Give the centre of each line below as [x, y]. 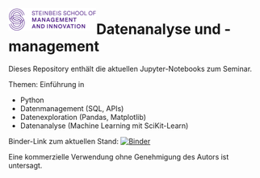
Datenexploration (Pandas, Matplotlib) [83, 117]
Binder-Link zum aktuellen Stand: [64, 141]
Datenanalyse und [159, 29]
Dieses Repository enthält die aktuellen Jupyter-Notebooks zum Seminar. [130, 68]
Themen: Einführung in [46, 84]
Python [32, 100]
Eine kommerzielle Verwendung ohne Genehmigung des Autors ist [119, 156]
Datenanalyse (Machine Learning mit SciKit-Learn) [104, 126]
